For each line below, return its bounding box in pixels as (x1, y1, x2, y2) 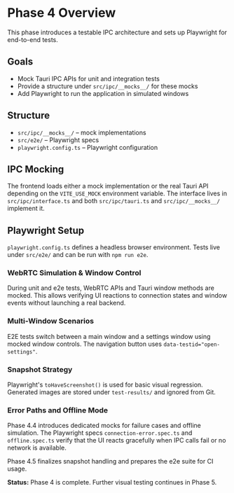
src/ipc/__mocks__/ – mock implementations (17, 128, 146, 137)
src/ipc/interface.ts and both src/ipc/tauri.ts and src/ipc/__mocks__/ (7, 197, 221, 205)
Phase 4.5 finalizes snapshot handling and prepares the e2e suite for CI (7, 457, 214, 466)
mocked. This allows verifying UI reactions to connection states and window (7, 291, 228, 300)
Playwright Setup (7, 224, 85, 236)
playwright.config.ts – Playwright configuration (17, 143, 158, 151)
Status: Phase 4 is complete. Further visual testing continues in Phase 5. (7, 478, 217, 487)
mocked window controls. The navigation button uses (7, 340, 163, 348)
